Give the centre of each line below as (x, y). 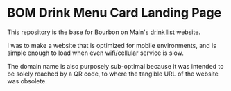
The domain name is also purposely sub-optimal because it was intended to (115, 66)
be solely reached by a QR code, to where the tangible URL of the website (113, 74)
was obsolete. (27, 81)
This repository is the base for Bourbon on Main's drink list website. (104, 32)
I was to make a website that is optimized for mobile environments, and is (112, 45)
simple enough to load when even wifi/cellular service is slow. (95, 53)
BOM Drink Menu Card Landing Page (114, 13)
